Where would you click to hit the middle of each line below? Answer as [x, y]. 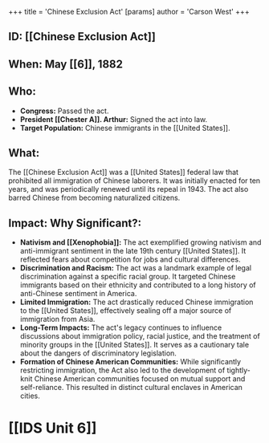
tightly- [238, 370]
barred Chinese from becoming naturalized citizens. [94, 198]
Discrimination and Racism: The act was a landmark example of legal [135, 268]
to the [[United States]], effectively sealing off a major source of [126, 311]
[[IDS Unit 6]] [53, 428]
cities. [30, 396]
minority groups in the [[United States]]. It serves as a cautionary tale [134, 345]
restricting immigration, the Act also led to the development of [122, 370]
